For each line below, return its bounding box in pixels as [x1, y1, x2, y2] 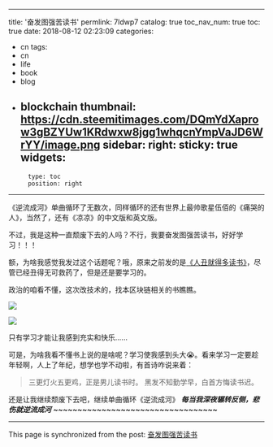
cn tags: [19, 42, 48, 51]
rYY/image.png [19, 138, 101, 152]
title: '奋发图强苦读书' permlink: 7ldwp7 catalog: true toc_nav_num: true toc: [8, 17, 261, 27]
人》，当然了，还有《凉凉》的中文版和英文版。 [8, 212, 162, 222]
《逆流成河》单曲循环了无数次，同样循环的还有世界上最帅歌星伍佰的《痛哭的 [8, 202, 265, 212]
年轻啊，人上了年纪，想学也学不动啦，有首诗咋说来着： [8, 359, 193, 370]
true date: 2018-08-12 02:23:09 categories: [8, 26, 154, 36]
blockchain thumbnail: [19, 100, 136, 114]
